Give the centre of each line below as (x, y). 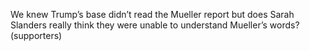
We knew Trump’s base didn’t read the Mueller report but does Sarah (152, 14)
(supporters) (36, 35)
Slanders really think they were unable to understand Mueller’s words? (155, 25)
